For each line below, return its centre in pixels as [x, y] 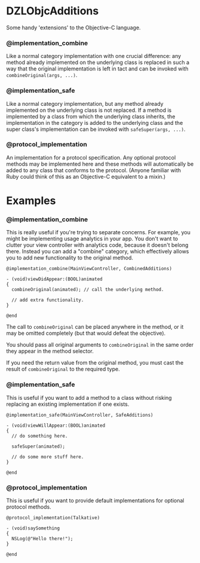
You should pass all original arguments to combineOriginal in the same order [100, 345]
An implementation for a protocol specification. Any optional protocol [91, 157]
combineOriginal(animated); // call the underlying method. [88, 290]
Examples [31, 201]
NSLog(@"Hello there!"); [42, 538]
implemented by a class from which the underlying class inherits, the [91, 116]
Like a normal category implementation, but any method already [85, 103]
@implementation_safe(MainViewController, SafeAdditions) [80, 415]
